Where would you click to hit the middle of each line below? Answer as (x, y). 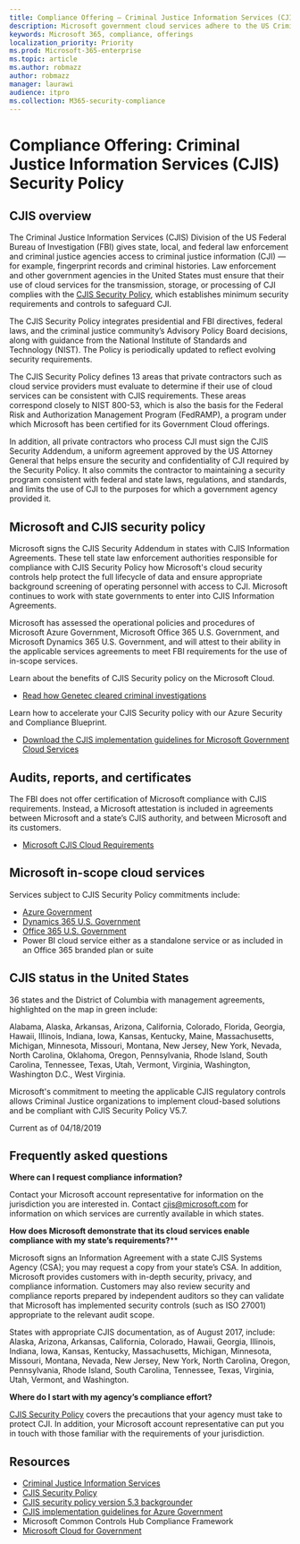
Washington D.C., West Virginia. (67, 1074)
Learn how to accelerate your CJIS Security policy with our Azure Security (146, 713)
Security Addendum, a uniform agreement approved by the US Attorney (141, 451)
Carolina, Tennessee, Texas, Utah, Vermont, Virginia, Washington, (130, 1064)
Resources (40, 1461)
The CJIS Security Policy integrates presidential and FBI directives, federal (146, 321)
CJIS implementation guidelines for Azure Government (122, 1512)
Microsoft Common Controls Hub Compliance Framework (128, 1522)
